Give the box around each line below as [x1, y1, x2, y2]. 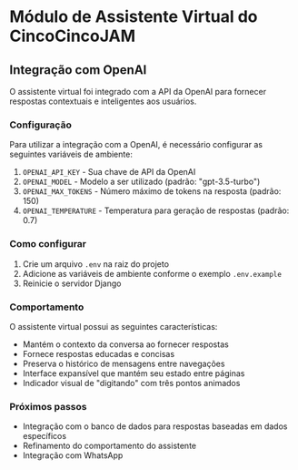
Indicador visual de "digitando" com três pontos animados [22, 377, 241, 388]
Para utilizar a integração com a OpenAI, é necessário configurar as [9, 139, 263, 150]
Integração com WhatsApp [22, 450, 124, 461]
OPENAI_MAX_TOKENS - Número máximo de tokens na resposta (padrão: [22, 186, 282, 197]
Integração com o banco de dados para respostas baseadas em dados [22, 421, 288, 432]
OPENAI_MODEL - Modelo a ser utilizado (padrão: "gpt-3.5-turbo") [22, 176, 261, 188]
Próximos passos [9, 400, 87, 413]
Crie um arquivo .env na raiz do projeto [22, 258, 170, 270]
